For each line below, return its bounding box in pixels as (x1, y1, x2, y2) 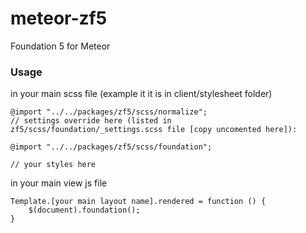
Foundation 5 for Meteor (10, 40, 111, 52)
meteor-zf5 (10, 7, 108, 30)
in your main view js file (10, 177, 108, 189)
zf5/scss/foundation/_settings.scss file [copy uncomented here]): (10, 125, 298, 135)
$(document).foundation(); (28, 205, 141, 216)
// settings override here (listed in (10, 116, 172, 126)
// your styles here (10, 160, 97, 170)
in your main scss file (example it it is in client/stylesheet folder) (10, 88, 273, 100)
